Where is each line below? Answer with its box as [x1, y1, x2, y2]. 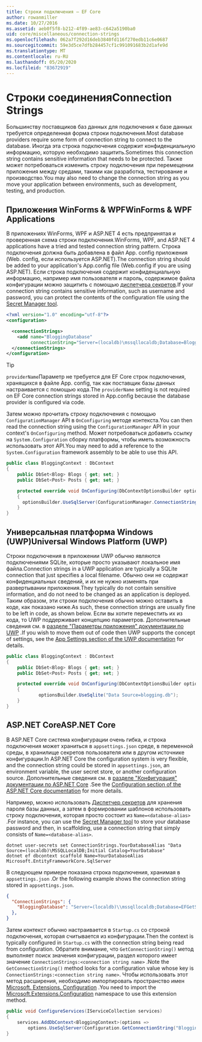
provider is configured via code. [6, 399, 85, 406]
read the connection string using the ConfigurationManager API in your [6, 423, 180, 431]
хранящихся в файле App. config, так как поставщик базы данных [6, 379, 176, 387]
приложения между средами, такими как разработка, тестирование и [6, 168, 188, 175]
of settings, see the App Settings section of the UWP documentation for [6, 635, 185, 642]
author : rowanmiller [6, 14, 58, 20]
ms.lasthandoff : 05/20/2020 [6, 59, 77, 65]
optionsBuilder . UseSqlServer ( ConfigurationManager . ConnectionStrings [22, 499, 200, 505]
